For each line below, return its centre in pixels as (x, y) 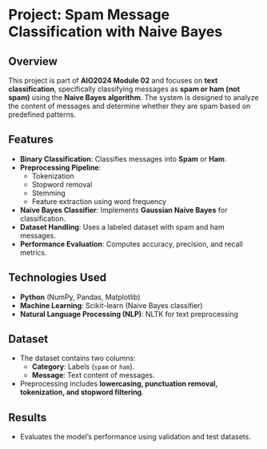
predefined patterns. (42, 114)
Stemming (48, 193)
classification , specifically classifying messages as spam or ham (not (124, 89)
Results (28, 417)
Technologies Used (57, 278)
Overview (33, 61)
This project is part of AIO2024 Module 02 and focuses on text (113, 80)
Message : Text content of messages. (93, 375)
